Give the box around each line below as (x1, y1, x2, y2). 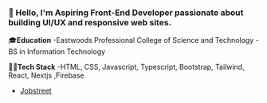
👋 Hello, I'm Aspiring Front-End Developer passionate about (8, 7, 244, 18)
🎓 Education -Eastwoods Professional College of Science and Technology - (8, 36, 259, 45)
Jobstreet (19, 86, 52, 96)
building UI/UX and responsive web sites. (8, 17, 172, 28)
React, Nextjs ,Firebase (8, 71, 85, 80)
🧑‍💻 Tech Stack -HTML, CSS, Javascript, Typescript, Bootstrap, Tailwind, (8, 63, 245, 72)
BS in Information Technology (8, 47, 106, 56)
